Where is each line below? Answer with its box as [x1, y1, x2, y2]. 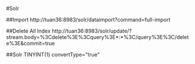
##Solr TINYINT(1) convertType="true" [6, 51, 100, 58]
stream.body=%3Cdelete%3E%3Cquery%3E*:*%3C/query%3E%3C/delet [6, 34, 189, 40]
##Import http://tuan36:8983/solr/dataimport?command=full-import [6, 16, 170, 23]
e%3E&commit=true [6, 40, 55, 47]
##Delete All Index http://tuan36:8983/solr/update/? [6, 27, 132, 34]
